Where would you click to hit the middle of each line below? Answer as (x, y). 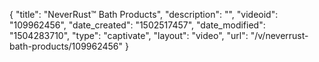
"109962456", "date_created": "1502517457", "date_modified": (137, 25)
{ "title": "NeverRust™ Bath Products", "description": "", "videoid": (144, 14)
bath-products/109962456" (66, 46)
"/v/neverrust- (279, 35)
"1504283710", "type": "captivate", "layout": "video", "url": (129, 35)
